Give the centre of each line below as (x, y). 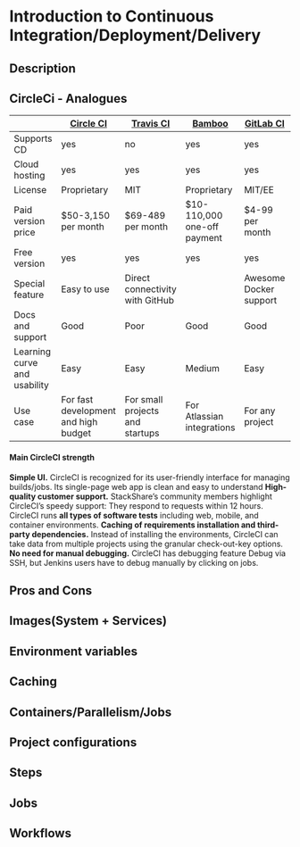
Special (29, 284)
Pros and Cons (50, 590)
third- (268, 525)
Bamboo (210, 124)
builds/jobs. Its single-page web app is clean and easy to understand (136, 486)
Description (42, 68)
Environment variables (74, 651)
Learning (33, 352)
